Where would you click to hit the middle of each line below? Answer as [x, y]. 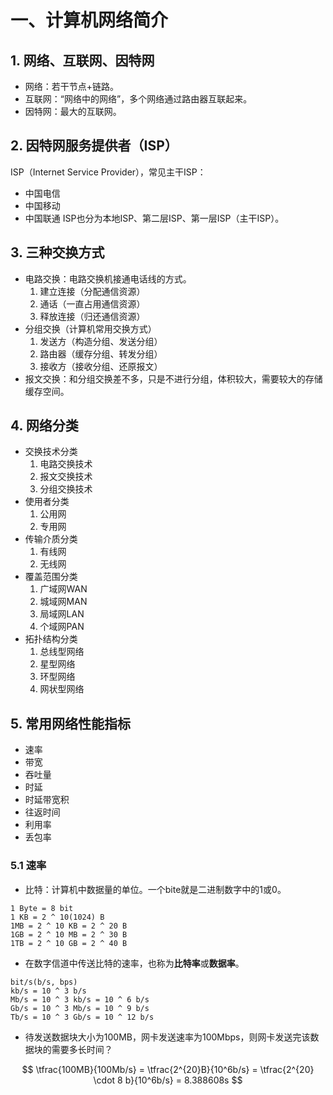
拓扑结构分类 [51, 639]
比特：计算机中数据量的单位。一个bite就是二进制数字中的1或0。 [155, 889]
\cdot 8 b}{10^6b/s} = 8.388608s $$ [168, 1080]
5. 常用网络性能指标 [70, 723]
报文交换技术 [66, 477]
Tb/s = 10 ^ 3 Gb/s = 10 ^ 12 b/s [82, 1017]
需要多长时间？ [82, 1049]
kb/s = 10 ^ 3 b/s [48, 991]
